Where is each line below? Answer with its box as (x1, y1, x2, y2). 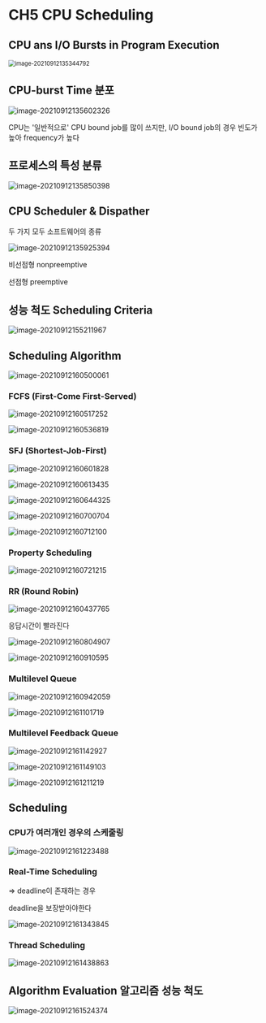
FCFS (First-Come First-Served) (8, 390, 137, 401)
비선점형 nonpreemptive (8, 260, 88, 270)
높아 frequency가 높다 (8, 132, 79, 142)
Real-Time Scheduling (8, 866, 97, 878)
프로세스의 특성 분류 (8, 158, 102, 172)
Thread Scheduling (8, 939, 86, 951)
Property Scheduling (8, 547, 92, 558)
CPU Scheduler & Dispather (8, 205, 150, 219)
